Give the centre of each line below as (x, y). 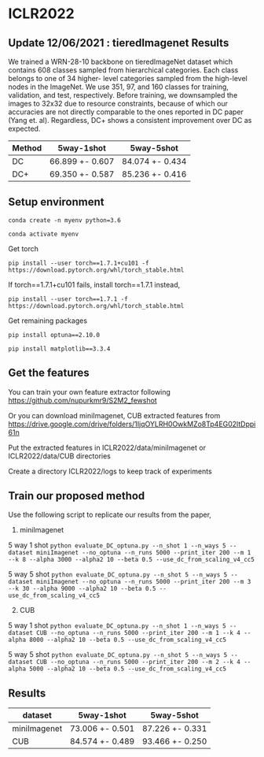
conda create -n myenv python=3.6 (65, 220)
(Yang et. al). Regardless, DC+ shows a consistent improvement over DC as (130, 120)
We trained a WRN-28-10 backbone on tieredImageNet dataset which (121, 61)
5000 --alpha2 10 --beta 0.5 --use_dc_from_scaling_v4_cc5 (127, 669)
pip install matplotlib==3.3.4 (59, 349)
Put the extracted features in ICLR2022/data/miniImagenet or (107, 447)
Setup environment (56, 202)
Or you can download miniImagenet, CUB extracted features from (114, 415)
